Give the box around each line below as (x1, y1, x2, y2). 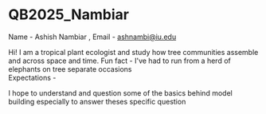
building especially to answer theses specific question (8, 96, 186, 106)
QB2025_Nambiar (8, 6, 130, 24)
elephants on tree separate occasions (8, 64, 132, 73)
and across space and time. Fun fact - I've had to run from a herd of (8, 56, 231, 65)
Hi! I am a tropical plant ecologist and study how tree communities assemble (8, 47, 259, 57)
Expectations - (8, 73, 57, 82)
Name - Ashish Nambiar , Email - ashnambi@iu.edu (8, 32, 177, 41)
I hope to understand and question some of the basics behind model (8, 88, 233, 97)
